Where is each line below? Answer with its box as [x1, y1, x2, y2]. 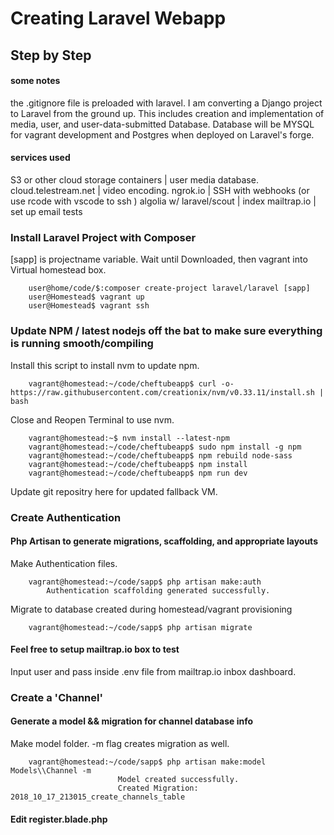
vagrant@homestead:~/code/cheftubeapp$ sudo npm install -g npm [28, 442, 302, 452]
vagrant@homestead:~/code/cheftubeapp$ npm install [28, 459, 248, 469]
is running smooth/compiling [10, 337, 154, 351]
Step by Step [10, 47, 92, 64]
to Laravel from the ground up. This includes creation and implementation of [10, 107, 325, 119]
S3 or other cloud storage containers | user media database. [10, 173, 259, 186]
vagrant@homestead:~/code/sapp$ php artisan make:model [28, 757, 267, 767]
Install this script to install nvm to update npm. [10, 359, 200, 371]
